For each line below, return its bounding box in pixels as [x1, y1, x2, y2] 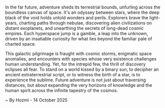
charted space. [5, 41, 36, 47]
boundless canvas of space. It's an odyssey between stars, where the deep [5, 9, 160, 15]
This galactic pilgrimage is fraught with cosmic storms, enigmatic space [5, 51, 152, 56]
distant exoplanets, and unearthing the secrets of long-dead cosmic [5, 25, 144, 31]
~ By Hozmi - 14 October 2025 [5, 97, 68, 103]
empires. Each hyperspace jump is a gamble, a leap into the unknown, [5, 31, 148, 36]
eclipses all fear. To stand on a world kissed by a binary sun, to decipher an [5, 66, 159, 72]
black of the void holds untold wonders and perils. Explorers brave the [5, 15, 149, 20]
